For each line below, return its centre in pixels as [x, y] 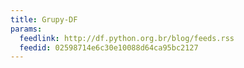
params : [26, 29]
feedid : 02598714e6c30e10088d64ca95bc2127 [109, 47]
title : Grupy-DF [44, 19]
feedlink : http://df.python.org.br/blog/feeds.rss [127, 38]
